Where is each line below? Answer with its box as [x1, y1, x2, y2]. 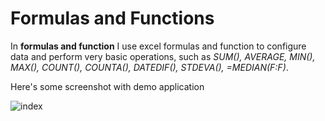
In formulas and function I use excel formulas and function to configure [10, 40, 307, 52]
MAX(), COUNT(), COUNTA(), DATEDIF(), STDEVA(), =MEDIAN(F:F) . [10, 61, 289, 73]
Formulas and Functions [10, 7, 215, 30]
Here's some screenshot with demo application [10, 80, 205, 92]
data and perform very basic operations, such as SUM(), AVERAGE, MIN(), [10, 50, 316, 62]
